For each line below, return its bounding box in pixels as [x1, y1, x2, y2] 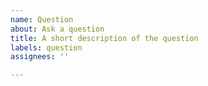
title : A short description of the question [10, 33, 199, 43]
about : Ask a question [10, 24, 105, 34]
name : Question [10, 14, 74, 25]
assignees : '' [10, 52, 70, 62]
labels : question [10, 42, 83, 53]
